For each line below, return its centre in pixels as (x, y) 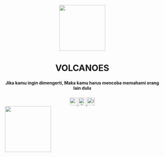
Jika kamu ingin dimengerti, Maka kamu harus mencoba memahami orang (82, 83)
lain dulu (82, 88)
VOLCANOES (82, 68)
